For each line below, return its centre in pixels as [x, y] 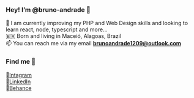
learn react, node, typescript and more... [57, 29]
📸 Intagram [19, 75]
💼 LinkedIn [18, 81]
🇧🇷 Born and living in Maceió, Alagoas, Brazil [64, 36]
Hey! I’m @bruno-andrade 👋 [48, 10]
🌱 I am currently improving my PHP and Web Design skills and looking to [97, 23]
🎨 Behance [19, 88]
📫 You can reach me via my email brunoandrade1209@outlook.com [94, 43]
